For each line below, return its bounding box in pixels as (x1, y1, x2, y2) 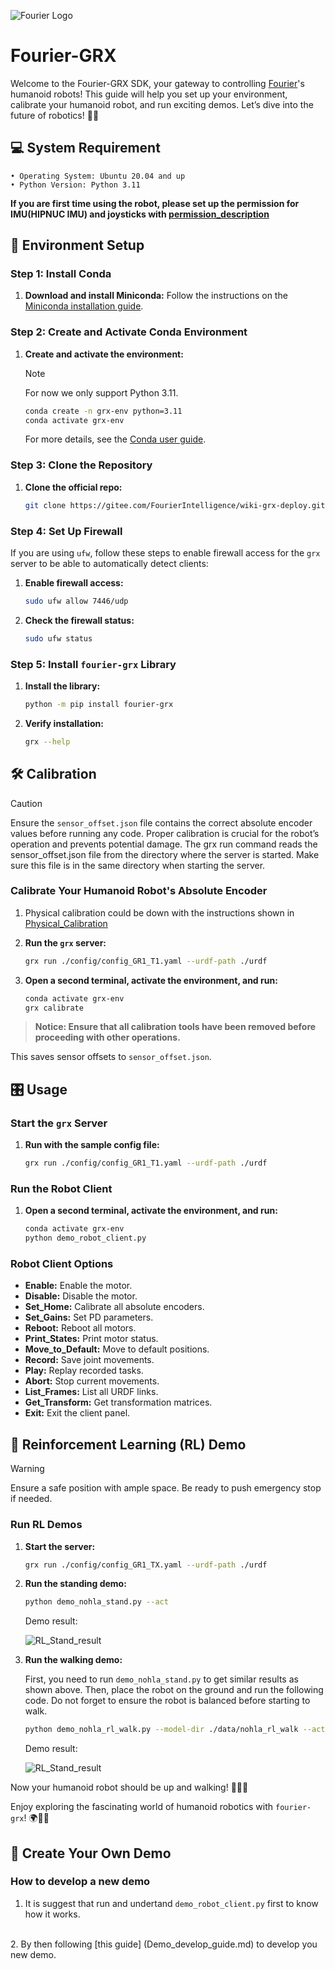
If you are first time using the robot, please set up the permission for (10, 197, 300, 209)
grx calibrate (24, 1003, 84, 1013)
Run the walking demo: (24, 1654, 123, 1666)
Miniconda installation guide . (24, 300, 144, 312)
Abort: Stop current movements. (24, 1375, 160, 1387)
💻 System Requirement (10, 140, 161, 157)
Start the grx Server (10, 1116, 108, 1130)
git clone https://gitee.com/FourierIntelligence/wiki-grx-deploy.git (24, 500, 326, 510)
